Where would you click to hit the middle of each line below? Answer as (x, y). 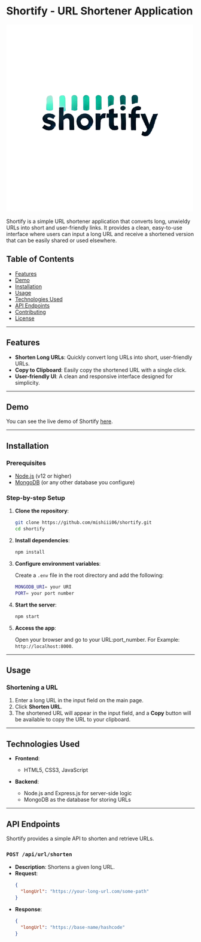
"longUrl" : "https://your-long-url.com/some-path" (85, 892)
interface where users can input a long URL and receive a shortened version (100, 234)
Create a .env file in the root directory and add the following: (89, 575)
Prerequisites (26, 463)
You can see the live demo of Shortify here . (60, 421)
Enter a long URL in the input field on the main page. (79, 701)
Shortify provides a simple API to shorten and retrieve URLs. (80, 838)
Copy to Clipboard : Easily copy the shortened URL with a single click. (100, 370)
